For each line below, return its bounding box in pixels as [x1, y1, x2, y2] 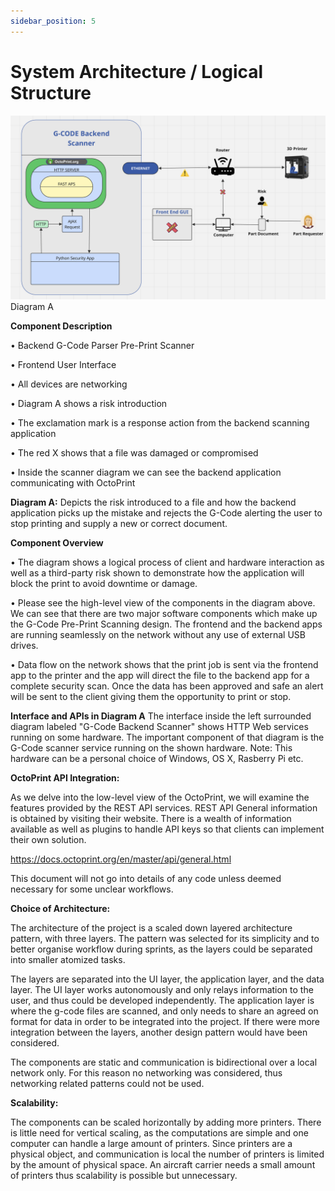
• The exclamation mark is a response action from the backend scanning [10, 416, 310, 429]
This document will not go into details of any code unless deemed [10, 872, 282, 884]
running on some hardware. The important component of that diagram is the [10, 731, 325, 743]
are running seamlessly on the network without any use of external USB [10, 628, 306, 640]
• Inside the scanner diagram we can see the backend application [10, 466, 282, 478]
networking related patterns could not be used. [10, 1077, 205, 1089]
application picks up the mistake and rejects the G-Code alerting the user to [10, 506, 323, 519]
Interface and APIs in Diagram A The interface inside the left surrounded [10, 710, 312, 722]
